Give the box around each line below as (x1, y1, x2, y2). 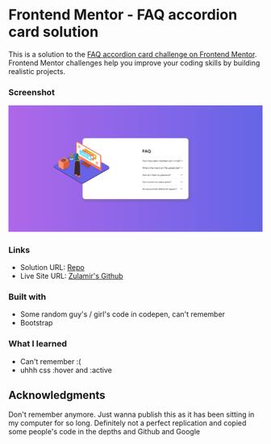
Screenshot (8, 86, 55, 98)
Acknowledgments (8, 388, 106, 402)
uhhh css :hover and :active (19, 365, 113, 375)
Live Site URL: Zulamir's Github (19, 272, 123, 281)
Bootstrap (19, 318, 53, 328)
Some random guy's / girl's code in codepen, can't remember (19, 309, 226, 319)
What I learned (8, 338, 67, 350)
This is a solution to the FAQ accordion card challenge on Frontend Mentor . (8, 49, 257, 59)
